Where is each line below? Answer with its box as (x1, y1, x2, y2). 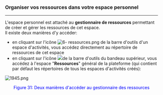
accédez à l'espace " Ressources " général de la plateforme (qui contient (12, 60, 157, 67)
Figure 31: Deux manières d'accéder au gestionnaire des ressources (13, 85, 150, 91)
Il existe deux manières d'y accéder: (5, 30, 78, 36)
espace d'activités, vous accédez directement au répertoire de (12, 44, 138, 50)
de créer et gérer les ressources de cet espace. (5, 25, 100, 31)
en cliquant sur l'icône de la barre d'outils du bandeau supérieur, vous (12, 56, 157, 61)
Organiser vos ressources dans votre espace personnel (5, 4, 139, 11)
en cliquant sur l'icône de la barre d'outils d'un (12, 39, 148, 45)
